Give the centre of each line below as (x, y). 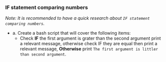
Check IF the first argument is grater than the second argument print (90, 38)
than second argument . (43, 54)
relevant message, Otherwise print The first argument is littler (89, 49)
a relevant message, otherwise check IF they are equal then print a (88, 44)
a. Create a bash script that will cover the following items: (71, 33)
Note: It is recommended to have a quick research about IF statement (77, 18)
